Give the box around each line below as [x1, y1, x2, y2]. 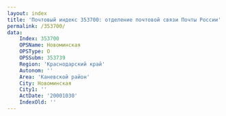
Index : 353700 [19, 35, 59, 42]
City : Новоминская [19, 80, 72, 87]
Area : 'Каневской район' [19, 73, 90, 81]
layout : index [7, 10, 48, 17]
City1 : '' [19, 86, 48, 93]
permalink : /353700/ [7, 23, 66, 29]
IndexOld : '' [19, 99, 57, 106]
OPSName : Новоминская [19, 42, 81, 48]
